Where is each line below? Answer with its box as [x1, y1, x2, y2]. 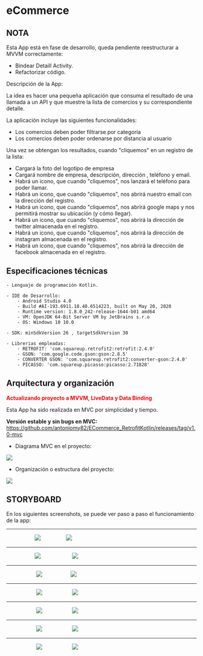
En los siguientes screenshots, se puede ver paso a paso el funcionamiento [6, 510, 195, 518]
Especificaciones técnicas [6, 266, 108, 276]
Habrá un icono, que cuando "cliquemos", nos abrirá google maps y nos [14, 204, 195, 210]
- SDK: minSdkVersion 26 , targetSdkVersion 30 [6, 330, 129, 336]
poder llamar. [14, 184, 48, 191]
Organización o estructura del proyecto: [14, 465, 115, 473]
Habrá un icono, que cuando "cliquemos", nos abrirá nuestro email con [14, 190, 192, 198]
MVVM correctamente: [6, 50, 63, 58]
